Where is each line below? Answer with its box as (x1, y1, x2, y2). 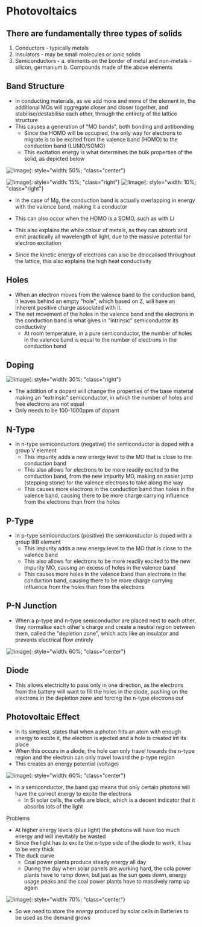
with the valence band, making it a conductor (14, 203, 128, 210)
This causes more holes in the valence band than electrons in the (24, 570, 186, 578)
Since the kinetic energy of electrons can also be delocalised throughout (14, 251, 196, 258)
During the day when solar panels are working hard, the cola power (24, 865, 192, 872)
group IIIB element (14, 538, 61, 545)
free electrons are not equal (14, 400, 84, 408)
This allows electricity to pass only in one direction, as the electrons (14, 681, 184, 689)
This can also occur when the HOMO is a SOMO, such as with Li (14, 215, 175, 222)
